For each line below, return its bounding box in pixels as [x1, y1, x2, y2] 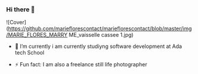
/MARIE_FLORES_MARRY [6, 31, 68, 38]
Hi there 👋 [6, 5, 36, 14]
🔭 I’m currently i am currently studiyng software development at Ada [14, 43, 183, 50]
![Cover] [6, 19, 27, 26]
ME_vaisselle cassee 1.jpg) [68, 31, 134, 38]
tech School [14, 49, 45, 56]
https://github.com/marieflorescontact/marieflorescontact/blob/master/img [8, 25, 192, 32]
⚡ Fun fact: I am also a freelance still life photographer [14, 61, 147, 68]
